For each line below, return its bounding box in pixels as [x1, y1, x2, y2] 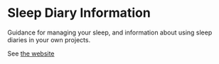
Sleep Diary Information [7, 5, 151, 21]
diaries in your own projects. [7, 35, 91, 44]
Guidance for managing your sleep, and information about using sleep [7, 28, 213, 37]
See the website [7, 49, 55, 58]
